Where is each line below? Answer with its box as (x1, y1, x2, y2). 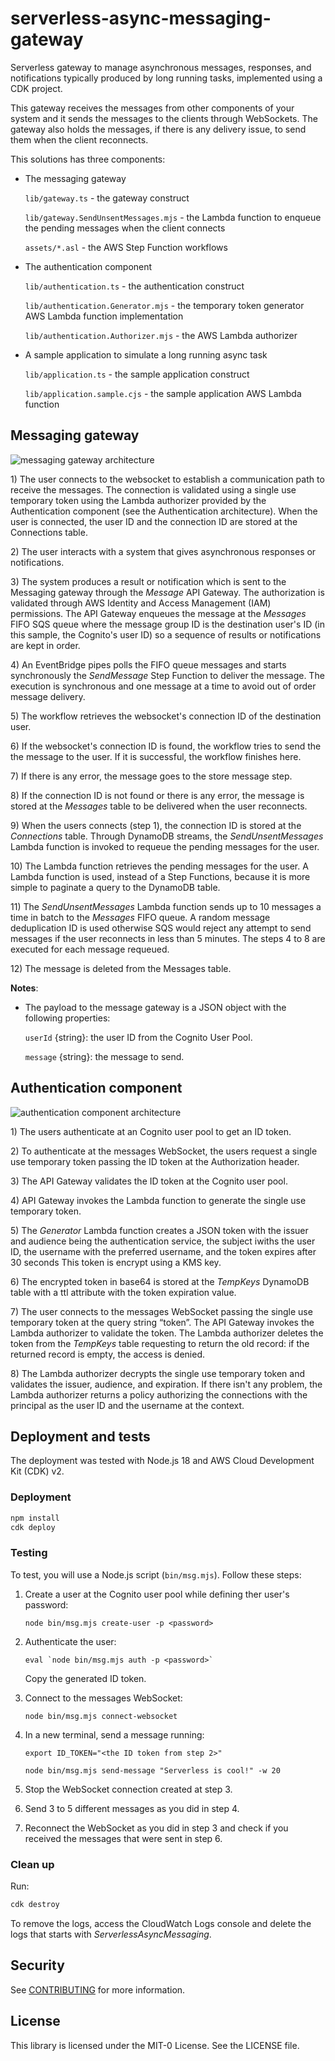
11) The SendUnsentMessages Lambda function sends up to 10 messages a (10, 900, 322, 912)
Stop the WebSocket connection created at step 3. (24, 1783, 233, 1795)
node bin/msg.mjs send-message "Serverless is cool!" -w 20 (24, 1765, 281, 1776)
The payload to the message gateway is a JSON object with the (24, 1001, 287, 1013)
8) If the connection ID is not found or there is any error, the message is (10, 789, 305, 801)
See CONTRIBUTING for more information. (10, 1983, 186, 1996)
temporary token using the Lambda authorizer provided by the (10, 494, 267, 506)
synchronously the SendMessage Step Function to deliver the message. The (10, 669, 325, 681)
